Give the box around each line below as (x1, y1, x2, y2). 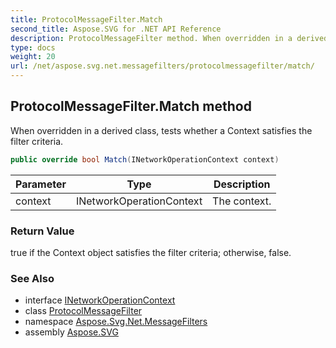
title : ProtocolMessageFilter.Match (10, 14, 163, 25)
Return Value (10, 224, 75, 238)
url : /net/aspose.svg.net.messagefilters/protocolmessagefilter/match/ (10, 61, 315, 71)
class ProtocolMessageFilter (24, 305, 143, 317)
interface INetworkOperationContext (24, 294, 176, 306)
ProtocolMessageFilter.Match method (10, 98, 252, 115)
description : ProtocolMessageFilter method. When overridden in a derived (10, 33, 329, 43)
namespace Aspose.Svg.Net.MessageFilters (24, 316, 208, 328)
